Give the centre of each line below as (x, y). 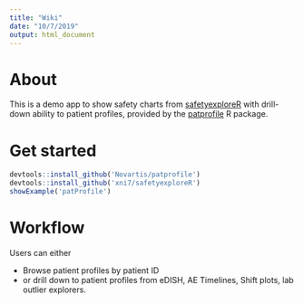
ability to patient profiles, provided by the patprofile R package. (150, 114)
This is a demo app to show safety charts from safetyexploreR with (135, 104)
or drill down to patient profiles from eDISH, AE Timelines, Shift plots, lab (158, 280)
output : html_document (52, 34)
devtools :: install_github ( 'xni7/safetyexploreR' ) (105, 183)
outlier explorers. (54, 290)
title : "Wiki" (36, 18)
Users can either (40, 252)
